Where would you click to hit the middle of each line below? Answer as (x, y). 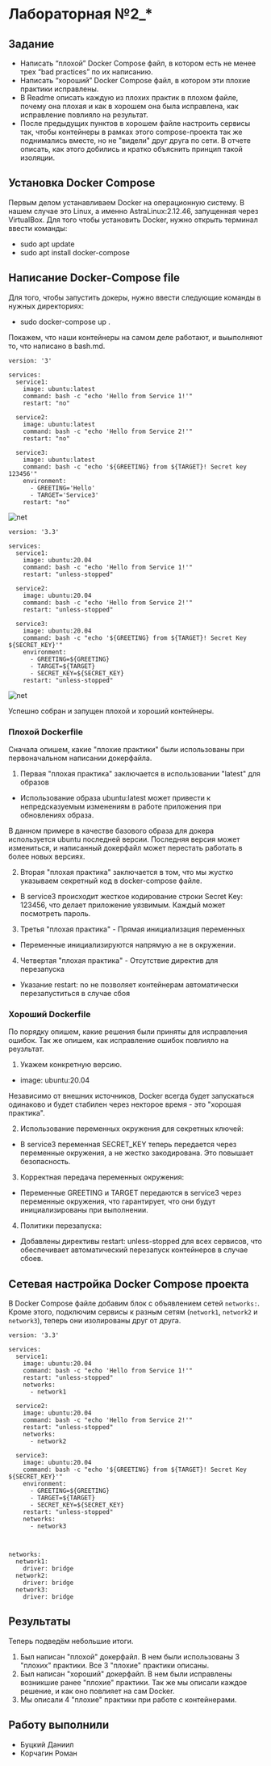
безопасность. (45, 1162)
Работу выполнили (59, 1725)
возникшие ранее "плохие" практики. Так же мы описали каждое (133, 1682)
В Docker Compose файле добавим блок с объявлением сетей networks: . (134, 1303)
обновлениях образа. (57, 815)
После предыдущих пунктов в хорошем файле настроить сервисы (135, 123)
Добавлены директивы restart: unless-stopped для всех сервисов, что (141, 1242)
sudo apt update (47, 244)
